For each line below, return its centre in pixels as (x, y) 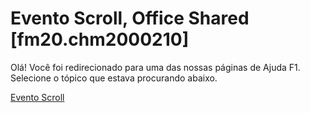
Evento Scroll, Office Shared (130, 18)
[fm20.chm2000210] (100, 39)
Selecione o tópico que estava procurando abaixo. (114, 78)
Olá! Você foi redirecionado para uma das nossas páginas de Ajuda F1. (155, 67)
